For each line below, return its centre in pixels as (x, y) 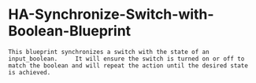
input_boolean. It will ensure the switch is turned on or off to (126, 59)
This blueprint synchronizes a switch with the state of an (109, 52)
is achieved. (30, 72)
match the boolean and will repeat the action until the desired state (128, 65)
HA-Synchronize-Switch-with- (111, 14)
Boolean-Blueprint (70, 31)
